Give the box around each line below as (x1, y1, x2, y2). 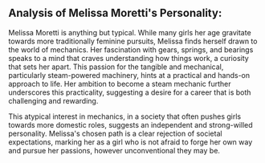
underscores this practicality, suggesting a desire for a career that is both (8, 88, 251, 97)
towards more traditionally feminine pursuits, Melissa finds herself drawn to (8, 36, 258, 46)
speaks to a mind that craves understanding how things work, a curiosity (8, 53, 249, 63)
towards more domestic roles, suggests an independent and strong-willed (8, 120, 253, 129)
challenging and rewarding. (8, 96, 99, 105)
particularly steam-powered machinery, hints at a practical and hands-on (8, 70, 251, 79)
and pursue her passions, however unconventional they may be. (8, 145, 221, 155)
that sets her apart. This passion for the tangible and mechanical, (8, 62, 224, 71)
